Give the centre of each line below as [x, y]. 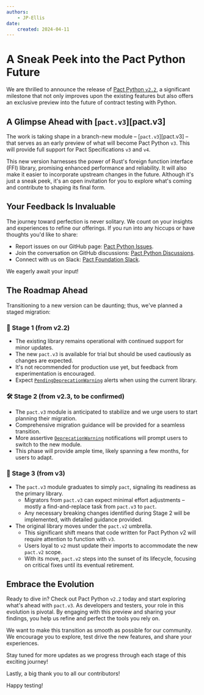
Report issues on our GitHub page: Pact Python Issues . [84, 246]
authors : [17, 12]
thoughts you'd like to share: [42, 234]
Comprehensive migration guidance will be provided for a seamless [100, 425]
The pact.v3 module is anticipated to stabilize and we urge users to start [106, 412]
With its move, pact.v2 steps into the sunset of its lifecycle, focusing [110, 558]
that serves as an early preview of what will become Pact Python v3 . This [98, 143]
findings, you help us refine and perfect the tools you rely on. [83, 618]
